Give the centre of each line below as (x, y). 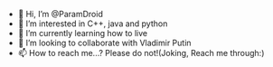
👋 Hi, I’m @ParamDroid (61, 14)
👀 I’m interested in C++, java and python (93, 24)
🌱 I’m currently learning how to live (82, 33)
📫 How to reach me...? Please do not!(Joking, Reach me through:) (141, 53)
